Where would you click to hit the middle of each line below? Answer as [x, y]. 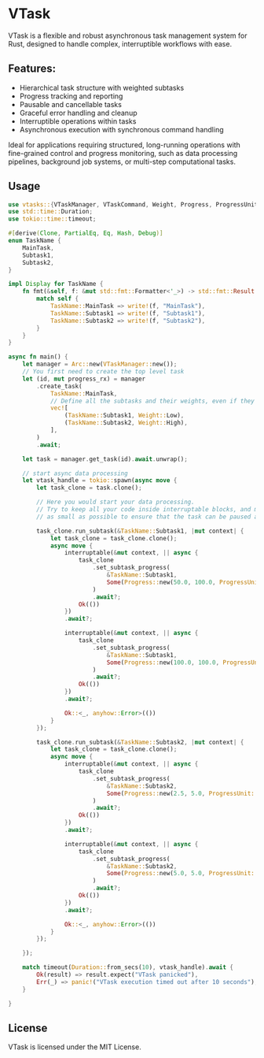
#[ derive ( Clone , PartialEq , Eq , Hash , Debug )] [86, 233]
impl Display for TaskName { [56, 284]
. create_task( [59, 386]
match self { [58, 299]
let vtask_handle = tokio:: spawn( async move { [100, 481]
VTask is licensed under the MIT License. [75, 1047]
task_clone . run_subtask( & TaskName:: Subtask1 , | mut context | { [140, 531]
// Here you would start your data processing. [115, 502]
